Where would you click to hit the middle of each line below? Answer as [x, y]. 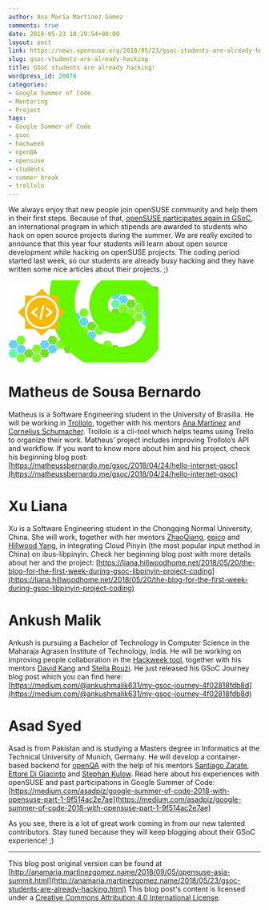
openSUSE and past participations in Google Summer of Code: [112, 782]
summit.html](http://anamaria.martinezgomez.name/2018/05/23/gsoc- [124, 880]
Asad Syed [45, 726]
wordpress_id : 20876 [43, 76]
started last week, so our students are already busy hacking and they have [131, 261]
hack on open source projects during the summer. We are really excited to [130, 236]
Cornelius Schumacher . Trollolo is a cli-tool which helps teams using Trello [131, 432]
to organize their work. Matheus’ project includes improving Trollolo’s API [129, 440]
